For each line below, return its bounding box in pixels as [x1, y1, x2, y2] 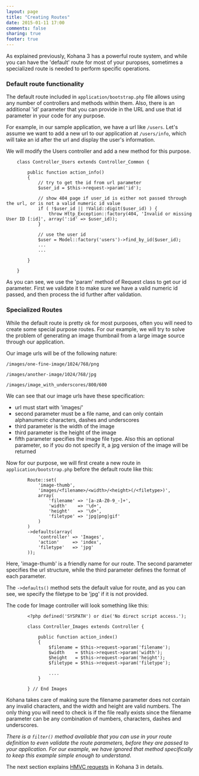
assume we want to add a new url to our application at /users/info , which [6, 130, 187, 137]
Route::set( [27, 477, 57, 483]
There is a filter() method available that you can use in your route [6, 733, 172, 740]
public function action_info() [27, 169, 105, 175]
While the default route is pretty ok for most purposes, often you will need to [6, 319, 192, 326]
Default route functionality [6, 79, 84, 88]
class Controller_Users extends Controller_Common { [17, 159, 150, 165]
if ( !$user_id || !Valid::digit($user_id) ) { [37, 206, 158, 212]
